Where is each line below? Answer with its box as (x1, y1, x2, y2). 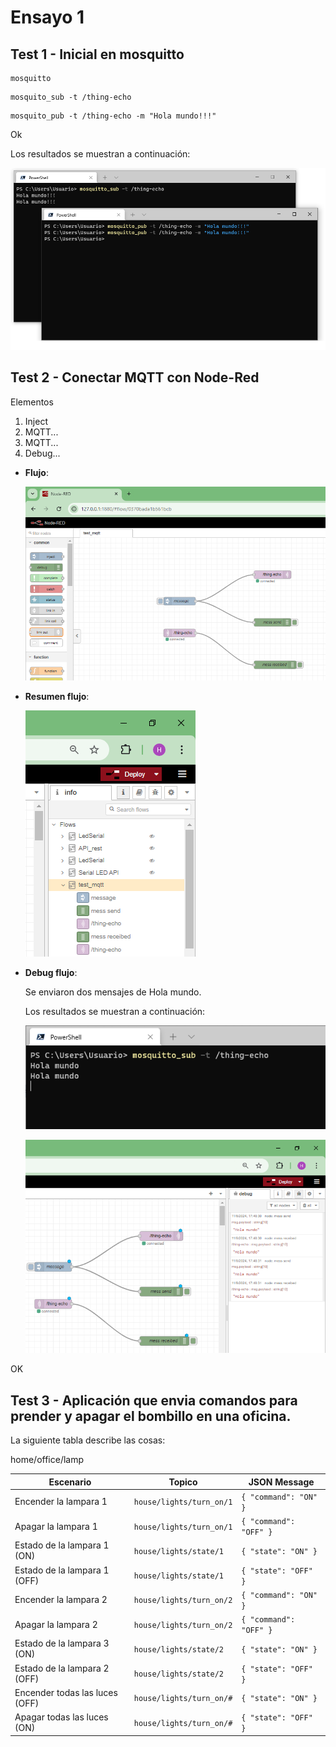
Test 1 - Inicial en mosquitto (10, 46, 185, 63)
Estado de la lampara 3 (14, 1637, 110, 1650)
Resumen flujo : (24, 691, 90, 703)
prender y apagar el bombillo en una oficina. (10, 1407, 292, 1425)
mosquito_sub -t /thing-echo (10, 92, 132, 102)
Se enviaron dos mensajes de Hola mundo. (24, 986, 202, 998)
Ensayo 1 (10, 6, 85, 29)
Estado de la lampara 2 (14, 1662, 110, 1674)
